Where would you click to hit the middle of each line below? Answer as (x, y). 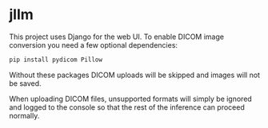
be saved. (26, 83)
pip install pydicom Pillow (56, 60)
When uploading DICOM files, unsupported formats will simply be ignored (131, 99)
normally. (24, 115)
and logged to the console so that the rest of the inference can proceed (127, 107)
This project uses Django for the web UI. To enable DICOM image (117, 37)
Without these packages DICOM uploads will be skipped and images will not (135, 75)
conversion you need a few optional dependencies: (94, 45)
